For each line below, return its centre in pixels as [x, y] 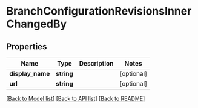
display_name [30, 74]
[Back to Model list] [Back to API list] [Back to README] [76, 99]
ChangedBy [37, 24]
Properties [27, 46]
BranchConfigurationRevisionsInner [99, 11]
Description [96, 63]
